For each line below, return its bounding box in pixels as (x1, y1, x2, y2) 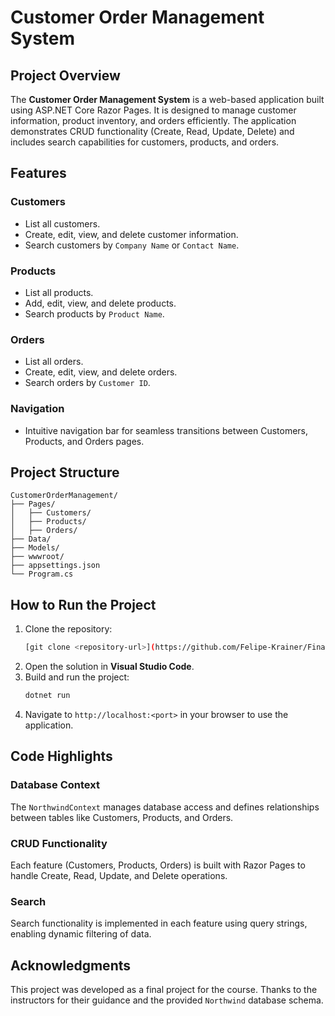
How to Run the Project (10, 596, 157, 613)
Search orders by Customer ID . (24, 377, 151, 389)
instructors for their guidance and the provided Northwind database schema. (10, 994, 324, 1006)
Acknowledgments (10, 957, 132, 974)
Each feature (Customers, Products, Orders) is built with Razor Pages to (10, 859, 306, 871)
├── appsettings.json (10, 561, 101, 571)
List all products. (24, 286, 94, 298)
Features (10, 165, 67, 182)
